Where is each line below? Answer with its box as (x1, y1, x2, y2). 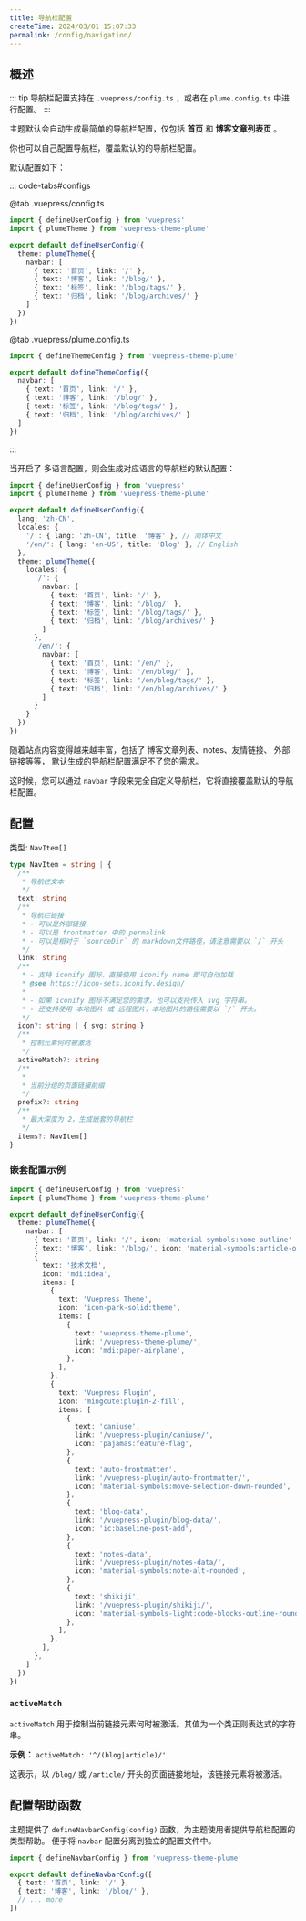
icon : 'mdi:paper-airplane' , (74, 1346, 185, 1355)
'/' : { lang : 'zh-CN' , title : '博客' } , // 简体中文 (25, 531, 222, 540)
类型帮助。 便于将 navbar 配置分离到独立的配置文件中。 (9, 1835, 217, 1846)
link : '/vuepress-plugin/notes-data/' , (74, 1558, 226, 1567)
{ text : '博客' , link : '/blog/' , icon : (33, 1244, 183, 1253)
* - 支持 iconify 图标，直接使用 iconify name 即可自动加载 (21, 970, 234, 980)
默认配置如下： (9, 162, 66, 174)
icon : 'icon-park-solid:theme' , (57, 1304, 181, 1313)
